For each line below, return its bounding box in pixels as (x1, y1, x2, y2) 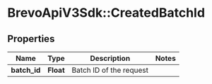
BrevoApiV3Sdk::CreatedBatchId (7, 5, 206, 21)
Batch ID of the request (71, 65, 148, 75)
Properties (7, 33, 55, 45)
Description (90, 54, 131, 63)
